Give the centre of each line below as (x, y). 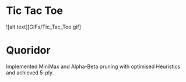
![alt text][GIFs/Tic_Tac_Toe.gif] (44, 27)
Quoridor (28, 50)
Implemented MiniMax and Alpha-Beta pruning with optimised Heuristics (93, 66)
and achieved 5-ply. (30, 72)
